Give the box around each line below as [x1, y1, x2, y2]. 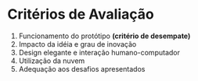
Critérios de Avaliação [7, 5, 154, 23]
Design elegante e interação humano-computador [18, 48, 181, 57]
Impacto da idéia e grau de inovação [18, 39, 137, 48]
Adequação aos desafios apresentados [18, 64, 146, 73]
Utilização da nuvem [18, 56, 85, 65]
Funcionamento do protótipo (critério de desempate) [18, 31, 191, 40]
